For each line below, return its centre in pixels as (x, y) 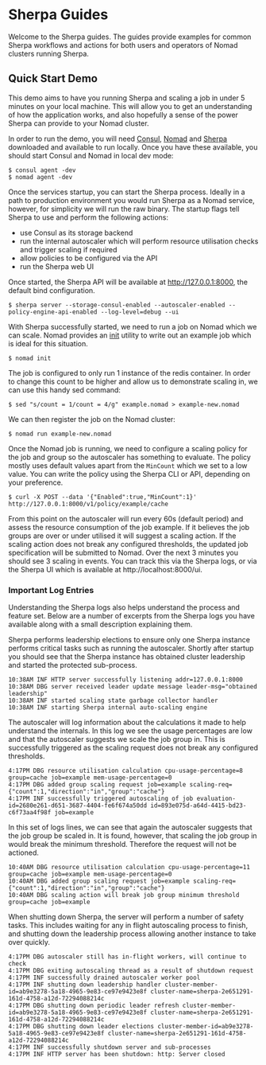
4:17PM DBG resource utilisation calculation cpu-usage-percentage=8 (126, 771)
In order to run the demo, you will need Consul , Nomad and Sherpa (118, 138)
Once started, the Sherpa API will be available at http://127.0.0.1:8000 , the (128, 282)
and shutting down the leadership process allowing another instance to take (132, 934)
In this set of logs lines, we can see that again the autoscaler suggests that (130, 827)
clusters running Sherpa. (49, 53)
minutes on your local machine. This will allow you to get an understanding (130, 106)
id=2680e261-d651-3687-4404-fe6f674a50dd (78, 806)
